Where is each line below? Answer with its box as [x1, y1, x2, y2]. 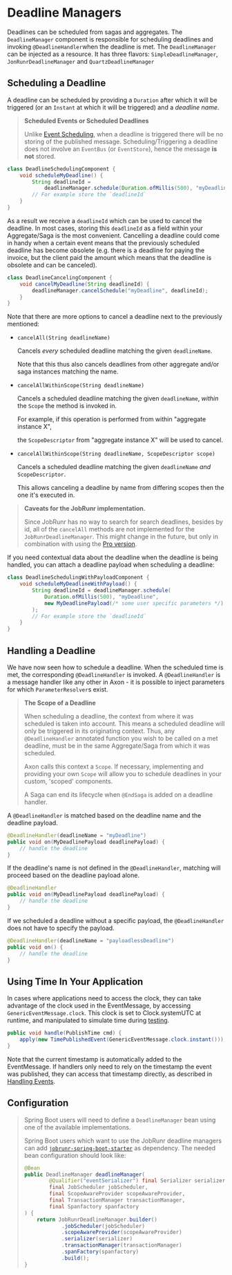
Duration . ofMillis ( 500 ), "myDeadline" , [43, 593, 159, 600]
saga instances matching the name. [17, 367, 119, 376]
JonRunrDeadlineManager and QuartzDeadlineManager [7, 57, 155, 65]
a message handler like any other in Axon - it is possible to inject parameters [7, 678, 225, 686]
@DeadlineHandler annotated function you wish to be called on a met [23, 734, 218, 742]
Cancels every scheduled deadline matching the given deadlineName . [17, 346, 213, 355]
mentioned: [7, 320, 40, 328]
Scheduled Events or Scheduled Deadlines [23, 116, 149, 125]
